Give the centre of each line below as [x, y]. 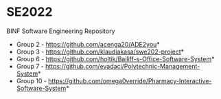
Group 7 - [30, 66]
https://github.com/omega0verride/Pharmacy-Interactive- [130, 80]
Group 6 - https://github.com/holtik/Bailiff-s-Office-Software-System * [115, 58]
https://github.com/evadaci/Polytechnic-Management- [123, 66]
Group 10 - [32, 80]
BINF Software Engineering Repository [61, 31]
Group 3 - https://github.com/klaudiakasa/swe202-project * [100, 52]
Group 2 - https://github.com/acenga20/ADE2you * [88, 44]
